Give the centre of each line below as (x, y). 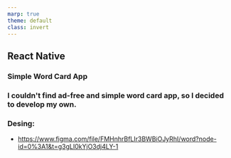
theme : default (30, 21)
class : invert (28, 27)
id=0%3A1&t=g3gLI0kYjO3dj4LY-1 (68, 146)
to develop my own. (42, 104)
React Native (36, 56)
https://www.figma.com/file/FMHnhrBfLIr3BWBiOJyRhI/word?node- (117, 139)
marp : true (23, 14)
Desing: (21, 123)
